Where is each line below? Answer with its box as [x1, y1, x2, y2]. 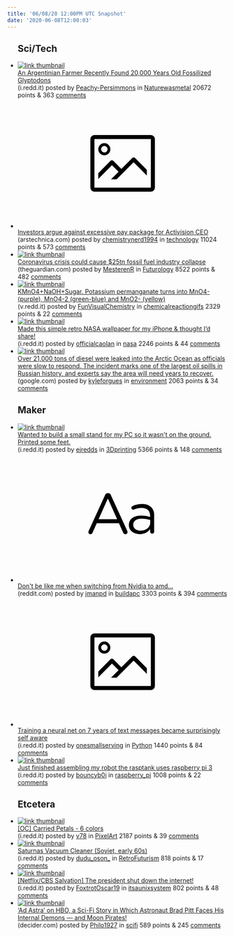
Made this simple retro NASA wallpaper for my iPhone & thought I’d [17, 324, 211, 333]
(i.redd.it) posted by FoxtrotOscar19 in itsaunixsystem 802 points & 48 [17, 883, 219, 893]
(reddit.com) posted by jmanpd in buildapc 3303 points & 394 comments [17, 589, 228, 598]
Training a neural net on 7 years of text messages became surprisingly [17, 726, 221, 734]
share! [17, 332, 36, 340]
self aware [17, 733, 48, 742]
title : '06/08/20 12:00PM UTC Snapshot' [7, 10, 127, 18]
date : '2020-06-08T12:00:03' [7, 17, 92, 24]
